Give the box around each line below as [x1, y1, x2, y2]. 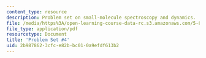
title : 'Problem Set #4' [6, 37, 70, 43]
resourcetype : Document [6, 31, 67, 37]
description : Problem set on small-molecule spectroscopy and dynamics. [6, 14, 196, 21]
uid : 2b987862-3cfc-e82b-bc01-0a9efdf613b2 [6, 43, 120, 49]
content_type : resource [6, 8, 67, 15]
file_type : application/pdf [6, 25, 78, 32]
